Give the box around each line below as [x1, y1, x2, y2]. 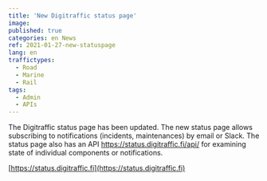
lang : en [8, 49, 37, 57]
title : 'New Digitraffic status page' [8, 11, 137, 20]
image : [8, 19, 30, 27]
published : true [8, 26, 62, 34]
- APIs [15, 100, 37, 108]
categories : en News [8, 33, 77, 42]
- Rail [15, 78, 37, 86]
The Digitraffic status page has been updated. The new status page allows [8, 123, 253, 132]
